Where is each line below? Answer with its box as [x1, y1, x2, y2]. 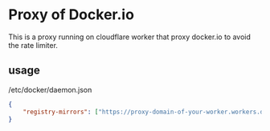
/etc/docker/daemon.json [8, 85, 92, 94]
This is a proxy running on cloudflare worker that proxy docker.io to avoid [8, 32, 252, 42]
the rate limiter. [8, 40, 59, 50]
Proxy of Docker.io [8, 6, 135, 24]
